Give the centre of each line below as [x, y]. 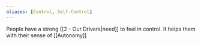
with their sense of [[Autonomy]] [46, 35]
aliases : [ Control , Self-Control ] [49, 12]
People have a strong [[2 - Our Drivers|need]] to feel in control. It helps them [101, 29]
